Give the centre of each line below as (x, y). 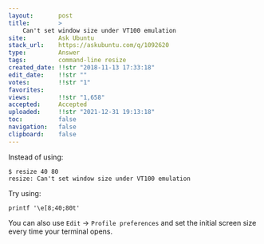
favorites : (26, 90)
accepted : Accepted (48, 104)
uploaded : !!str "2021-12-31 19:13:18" (82, 112)
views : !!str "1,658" (57, 97)
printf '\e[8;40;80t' (44, 208)
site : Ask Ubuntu (51, 38)
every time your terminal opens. (61, 231)
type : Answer (44, 53)
